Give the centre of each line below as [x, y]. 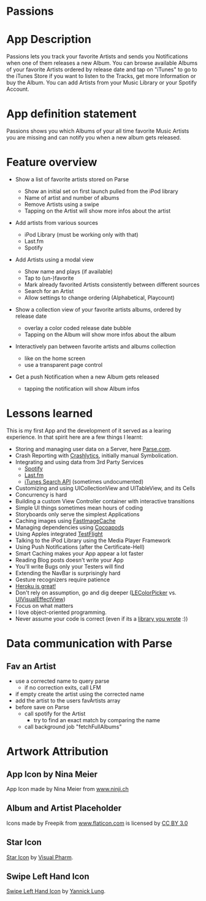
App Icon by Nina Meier [52, 774]
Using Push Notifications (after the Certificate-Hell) [80, 547]
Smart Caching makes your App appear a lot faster [79, 553]
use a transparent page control [63, 365]
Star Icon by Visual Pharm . [40, 857]
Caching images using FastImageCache [65, 521]
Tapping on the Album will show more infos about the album [100, 334]
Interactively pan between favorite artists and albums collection [95, 346]
